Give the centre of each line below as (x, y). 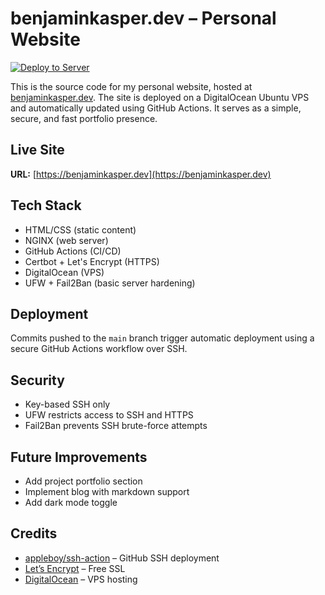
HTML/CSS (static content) (80, 229)
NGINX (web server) (66, 240)
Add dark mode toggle (71, 502)
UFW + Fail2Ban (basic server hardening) (110, 283)
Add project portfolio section (83, 481)
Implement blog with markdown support (107, 491)
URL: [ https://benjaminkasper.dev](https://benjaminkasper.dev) (141, 174)
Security (37, 380)
